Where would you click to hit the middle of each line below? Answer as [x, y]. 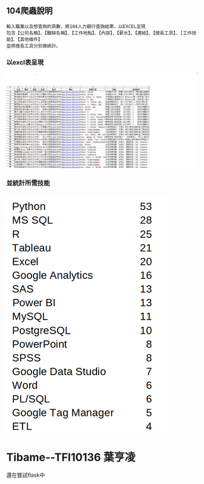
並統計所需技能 [28, 183]
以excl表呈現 [25, 62]
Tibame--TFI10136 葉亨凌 [71, 457]
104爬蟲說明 [29, 11]
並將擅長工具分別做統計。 [33, 46]
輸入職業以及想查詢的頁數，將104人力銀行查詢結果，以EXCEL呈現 [76, 26]
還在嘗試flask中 [26, 475]
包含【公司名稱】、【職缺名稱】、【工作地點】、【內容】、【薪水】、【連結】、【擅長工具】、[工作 [99, 33]
